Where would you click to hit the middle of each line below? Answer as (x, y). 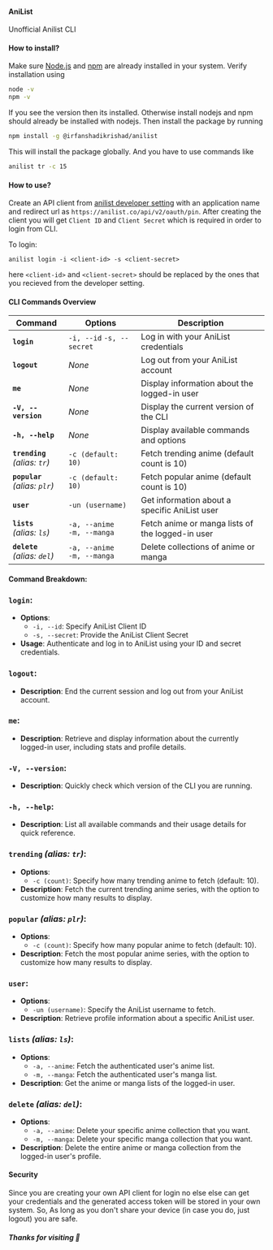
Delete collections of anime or (198, 547)
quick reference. (48, 833)
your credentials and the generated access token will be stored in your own (134, 1201)
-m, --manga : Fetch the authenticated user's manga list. (125, 1074)
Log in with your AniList (186, 337)
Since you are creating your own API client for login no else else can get (129, 1193)
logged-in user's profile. (61, 1156)
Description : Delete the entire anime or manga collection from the (130, 1147)
